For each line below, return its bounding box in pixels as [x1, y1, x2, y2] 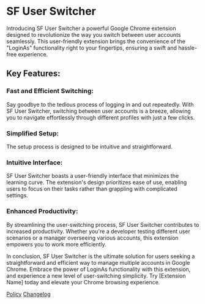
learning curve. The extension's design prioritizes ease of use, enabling [6, 179, 187, 186]
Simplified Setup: [6, 129, 59, 137]
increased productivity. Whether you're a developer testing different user [6, 227, 191, 235]
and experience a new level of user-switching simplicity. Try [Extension [6, 272, 186, 279]
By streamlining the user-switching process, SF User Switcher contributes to [6, 221, 199, 228]
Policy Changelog [6, 290, 51, 298]
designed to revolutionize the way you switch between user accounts [6, 31, 181, 38]
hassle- [178, 44, 198, 51]
